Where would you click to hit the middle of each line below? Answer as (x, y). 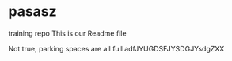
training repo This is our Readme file (67, 33)
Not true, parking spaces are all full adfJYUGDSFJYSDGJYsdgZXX (116, 48)
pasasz (32, 11)
